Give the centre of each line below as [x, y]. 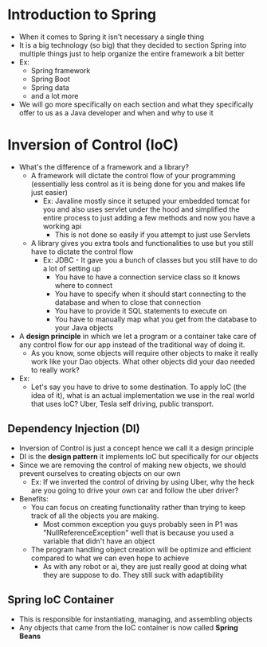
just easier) [49, 192]
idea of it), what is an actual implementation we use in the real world [143, 395]
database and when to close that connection [128, 302]
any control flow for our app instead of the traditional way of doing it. [132, 345]
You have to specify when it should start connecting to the [150, 294]
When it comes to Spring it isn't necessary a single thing [112, 37]
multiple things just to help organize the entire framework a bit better [132, 53]
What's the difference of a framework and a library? [104, 167]
